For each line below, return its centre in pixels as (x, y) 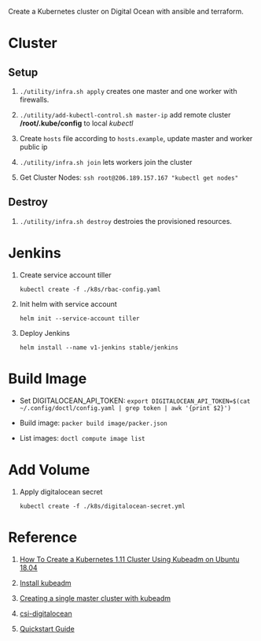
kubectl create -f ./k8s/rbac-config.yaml (90, 289)
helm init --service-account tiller (79, 319)
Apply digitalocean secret (61, 491)
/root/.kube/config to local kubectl (76, 123)
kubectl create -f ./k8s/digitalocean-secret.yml (103, 506)
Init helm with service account (68, 304)
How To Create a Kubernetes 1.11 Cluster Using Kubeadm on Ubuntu (129, 559)
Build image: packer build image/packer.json (93, 423)
